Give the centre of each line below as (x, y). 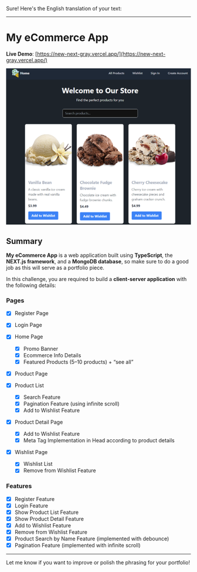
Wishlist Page (31, 452)
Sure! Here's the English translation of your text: (64, 9)
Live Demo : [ (22, 54)
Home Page (29, 337)
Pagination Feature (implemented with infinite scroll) (77, 546)
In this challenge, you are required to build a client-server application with (96, 279)
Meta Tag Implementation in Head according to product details (99, 441)
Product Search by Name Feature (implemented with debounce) (92, 539)
